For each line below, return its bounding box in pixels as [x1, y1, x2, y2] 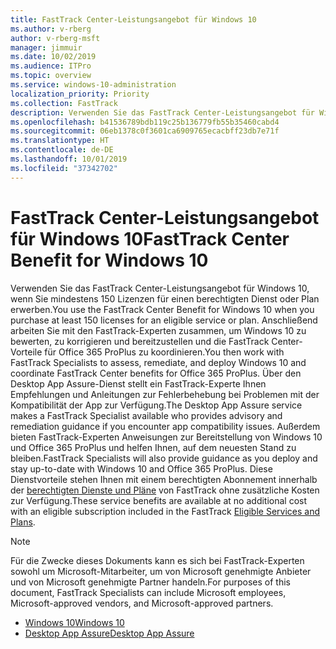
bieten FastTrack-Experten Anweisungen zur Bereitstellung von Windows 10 [10, 431, 323, 443]
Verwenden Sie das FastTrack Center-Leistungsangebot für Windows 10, [10, 282, 310, 294]
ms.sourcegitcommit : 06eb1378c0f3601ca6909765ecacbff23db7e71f [10, 126, 280, 136]
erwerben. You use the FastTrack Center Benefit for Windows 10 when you [10, 303, 315, 315]
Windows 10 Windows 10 [24, 616, 125, 628]
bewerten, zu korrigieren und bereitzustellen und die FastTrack [10, 335, 270, 347]
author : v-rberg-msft [10, 33, 101, 43]
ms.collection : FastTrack [10, 98, 118, 108]
